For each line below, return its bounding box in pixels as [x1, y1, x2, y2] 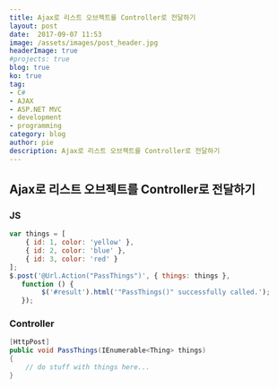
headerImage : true [9, 47, 78, 56]
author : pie [9, 138, 54, 147]
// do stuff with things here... [25, 363, 151, 372]
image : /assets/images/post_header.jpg [9, 38, 159, 47]
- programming [9, 122, 63, 131]
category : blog [9, 130, 66, 139]
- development [9, 113, 63, 122]
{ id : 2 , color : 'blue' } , [25, 246, 126, 255]
